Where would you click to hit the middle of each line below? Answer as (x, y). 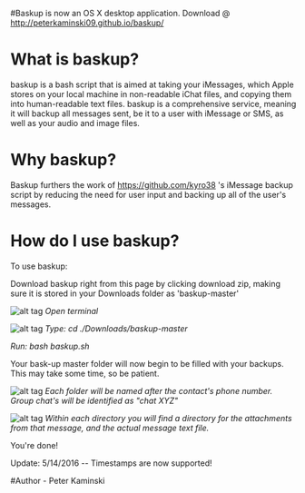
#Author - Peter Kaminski (58, 480)
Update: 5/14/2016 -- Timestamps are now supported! (111, 463)
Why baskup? (64, 160)
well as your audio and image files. (75, 123)
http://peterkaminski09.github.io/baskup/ (87, 23)
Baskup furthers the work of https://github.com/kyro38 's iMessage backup (152, 184)
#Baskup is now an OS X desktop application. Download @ (120, 13)
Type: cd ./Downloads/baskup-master (117, 328)
